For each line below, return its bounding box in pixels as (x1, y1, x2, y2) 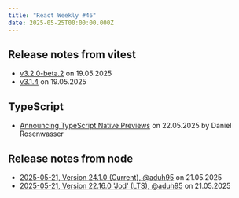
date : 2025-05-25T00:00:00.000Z (8, 19, 114, 27)
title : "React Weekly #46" (8, 11, 97, 20)
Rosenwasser (19, 129, 64, 138)
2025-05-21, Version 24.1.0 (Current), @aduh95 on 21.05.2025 (19, 172, 222, 181)
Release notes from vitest (8, 48, 136, 61)
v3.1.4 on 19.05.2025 (19, 77, 86, 86)
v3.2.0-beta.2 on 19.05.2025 (19, 68, 112, 79)
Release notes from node (8, 152, 134, 165)
